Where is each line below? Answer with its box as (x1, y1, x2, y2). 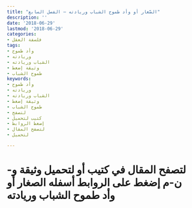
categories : (7, 31, 37, 37)
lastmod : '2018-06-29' (7, 25, 64, 32)
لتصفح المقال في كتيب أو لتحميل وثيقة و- (7, 163, 187, 177)
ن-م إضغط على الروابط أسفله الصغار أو (7, 176, 182, 189)
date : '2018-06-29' (7, 20, 56, 26)
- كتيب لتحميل (7, 115, 43, 121)
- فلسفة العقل (7, 37, 43, 43)
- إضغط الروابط (7, 121, 45, 127)
